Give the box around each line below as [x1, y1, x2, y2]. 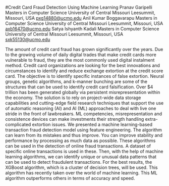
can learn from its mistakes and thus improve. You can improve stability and [5, 132, 163, 138]
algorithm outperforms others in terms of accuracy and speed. [5, 175, 135, 181]
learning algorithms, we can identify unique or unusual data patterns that [5, 154, 157, 160]
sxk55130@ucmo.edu [5, 36, 50, 42]
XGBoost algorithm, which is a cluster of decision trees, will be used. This [5, 164, 158, 170]
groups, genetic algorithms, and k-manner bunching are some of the [5, 78, 148, 84]
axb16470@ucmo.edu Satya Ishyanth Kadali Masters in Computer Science [5, 26, 159, 32]
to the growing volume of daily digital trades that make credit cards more [5, 52, 156, 58]
